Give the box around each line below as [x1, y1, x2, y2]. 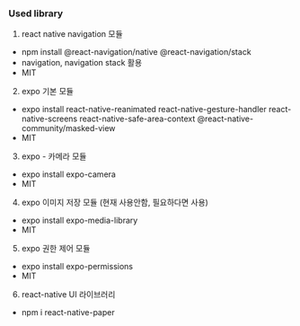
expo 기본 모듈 [21, 86, 74, 97]
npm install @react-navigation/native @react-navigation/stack [21, 47, 252, 57]
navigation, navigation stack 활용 [21, 57, 143, 68]
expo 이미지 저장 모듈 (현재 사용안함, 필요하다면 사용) [21, 197, 208, 208]
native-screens [21, 113, 78, 124]
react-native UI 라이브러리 [21, 289, 116, 300]
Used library [8, 7, 64, 20]
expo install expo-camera [21, 169, 116, 180]
